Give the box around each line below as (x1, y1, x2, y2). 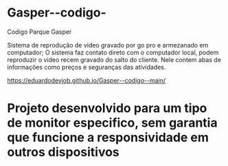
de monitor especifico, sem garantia (7, 115, 218, 131)
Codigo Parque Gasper (7, 28, 72, 36)
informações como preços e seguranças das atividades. (7, 63, 166, 71)
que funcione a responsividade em (7, 129, 209, 145)
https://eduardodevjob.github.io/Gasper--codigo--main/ (7, 76, 166, 84)
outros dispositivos (7, 145, 120, 160)
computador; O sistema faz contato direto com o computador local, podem (7, 48, 219, 56)
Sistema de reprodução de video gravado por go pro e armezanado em (7, 41, 209, 49)
